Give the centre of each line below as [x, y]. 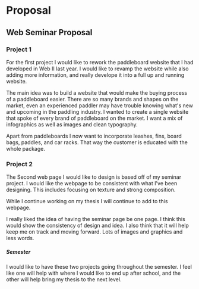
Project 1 [19, 49]
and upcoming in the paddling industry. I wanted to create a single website [97, 111]
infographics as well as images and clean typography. [72, 124]
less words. [20, 238]
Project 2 [19, 164]
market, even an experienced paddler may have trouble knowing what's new [100, 105]
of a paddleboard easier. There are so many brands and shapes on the [92, 99]
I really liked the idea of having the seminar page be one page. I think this [96, 219]
